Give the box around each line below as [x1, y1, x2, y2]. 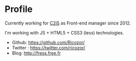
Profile [4, 3, 33, 15]
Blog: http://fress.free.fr [11, 50, 61, 56]
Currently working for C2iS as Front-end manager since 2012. [4, 20, 132, 26]
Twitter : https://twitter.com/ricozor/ [11, 44, 86, 50]
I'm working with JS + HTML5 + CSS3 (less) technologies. [4, 29, 124, 35]
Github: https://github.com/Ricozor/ [11, 39, 85, 45]
